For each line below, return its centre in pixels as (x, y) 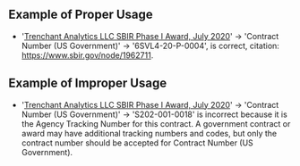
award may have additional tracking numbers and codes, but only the (149, 133)
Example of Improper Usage (88, 83)
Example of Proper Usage (81, 15)
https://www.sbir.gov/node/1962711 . (87, 55)
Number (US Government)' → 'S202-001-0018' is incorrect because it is (154, 114)
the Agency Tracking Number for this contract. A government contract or (156, 123)
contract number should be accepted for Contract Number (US (137, 143)
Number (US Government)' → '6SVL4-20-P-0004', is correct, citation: (150, 46)
